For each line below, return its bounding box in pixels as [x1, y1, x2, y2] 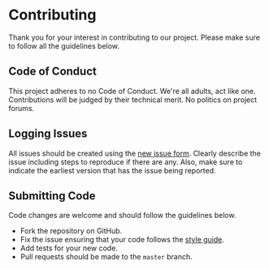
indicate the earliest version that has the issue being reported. [8, 165, 217, 175]
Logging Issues [8, 127, 88, 141]
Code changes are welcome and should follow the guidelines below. [8, 211, 236, 220]
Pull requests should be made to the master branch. [20, 252, 193, 262]
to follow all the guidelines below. [8, 41, 120, 50]
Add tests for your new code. [20, 243, 118, 253]
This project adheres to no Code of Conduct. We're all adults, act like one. [8, 86, 256, 96]
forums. [8, 103, 35, 113]
